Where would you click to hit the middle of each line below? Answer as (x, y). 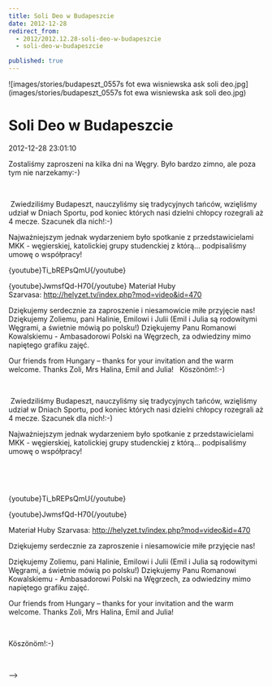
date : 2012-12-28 (38, 24)
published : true (36, 61)
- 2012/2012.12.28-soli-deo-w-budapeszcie (89, 39)
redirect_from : (34, 31)
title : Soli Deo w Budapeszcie (61, 16)
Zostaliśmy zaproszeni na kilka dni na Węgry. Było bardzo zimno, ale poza (132, 164)
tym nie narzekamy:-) (44, 173)
